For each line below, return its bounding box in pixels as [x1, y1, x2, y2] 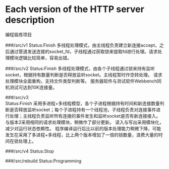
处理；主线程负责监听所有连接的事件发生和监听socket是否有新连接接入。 [9, 113, 160, 119]
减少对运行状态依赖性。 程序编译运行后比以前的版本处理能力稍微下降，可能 [5, 125, 161, 131]
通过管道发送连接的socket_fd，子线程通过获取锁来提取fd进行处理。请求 [9, 48, 158, 54]
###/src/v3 [5, 94, 29, 100]
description [5, 14, 54, 26]
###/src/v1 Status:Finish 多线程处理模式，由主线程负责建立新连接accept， [5, 42, 160, 48]
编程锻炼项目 [5, 31, 32, 37]
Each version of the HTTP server [5, 4, 145, 15]
